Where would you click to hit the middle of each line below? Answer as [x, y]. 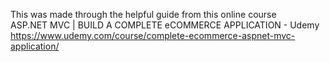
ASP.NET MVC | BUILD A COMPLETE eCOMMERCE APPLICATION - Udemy [165, 25]
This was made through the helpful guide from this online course [143, 14]
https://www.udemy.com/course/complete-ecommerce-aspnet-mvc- [153, 35]
